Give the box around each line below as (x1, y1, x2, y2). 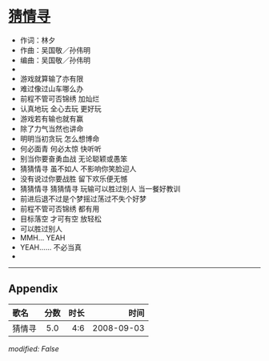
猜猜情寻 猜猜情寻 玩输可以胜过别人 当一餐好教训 (19, 183, 181, 193)
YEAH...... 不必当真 (19, 242, 82, 252)
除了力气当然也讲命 (19, 123, 84, 133)
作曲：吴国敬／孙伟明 (19, 45, 90, 54)
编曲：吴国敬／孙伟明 (19, 55, 90, 65)
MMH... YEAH (19, 233, 66, 243)
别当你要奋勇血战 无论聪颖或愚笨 (19, 154, 128, 163)
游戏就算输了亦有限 (19, 74, 84, 83)
